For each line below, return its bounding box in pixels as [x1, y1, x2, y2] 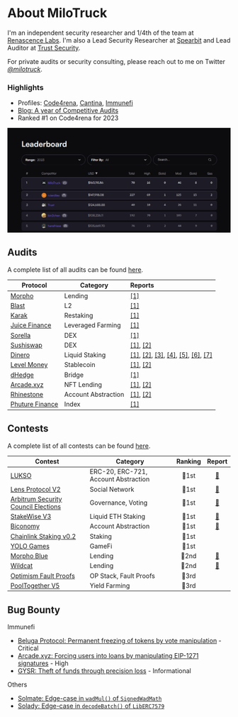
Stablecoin [64, 361, 96, 369]
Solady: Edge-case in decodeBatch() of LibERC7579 [17, 701, 165, 711]
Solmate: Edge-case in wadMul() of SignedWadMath [17, 694, 162, 703]
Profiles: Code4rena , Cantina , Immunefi [17, 99, 133, 107]
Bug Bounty [7, 603, 60, 615]
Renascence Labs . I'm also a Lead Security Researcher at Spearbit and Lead [7, 35, 231, 44]
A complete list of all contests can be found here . [7, 442, 151, 450]
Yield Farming [89, 581, 130, 590]
